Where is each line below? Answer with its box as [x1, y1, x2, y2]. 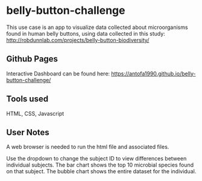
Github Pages [6, 54, 58, 64]
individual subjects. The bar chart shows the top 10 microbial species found [6, 161, 194, 169]
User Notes [6, 127, 49, 138]
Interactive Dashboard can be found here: [6, 70, 110, 77]
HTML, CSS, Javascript [6, 110, 65, 117]
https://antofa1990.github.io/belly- [111, 70, 196, 77]
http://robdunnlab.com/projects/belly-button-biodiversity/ [6, 36, 150, 43]
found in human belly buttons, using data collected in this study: [6, 30, 166, 37]
